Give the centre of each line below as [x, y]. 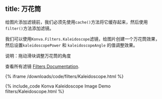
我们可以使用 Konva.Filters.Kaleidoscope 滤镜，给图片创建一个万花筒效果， [82, 38]
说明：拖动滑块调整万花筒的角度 [38, 55]
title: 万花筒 [23, 9]
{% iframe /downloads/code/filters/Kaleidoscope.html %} [64, 76]
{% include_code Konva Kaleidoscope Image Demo [58, 86]
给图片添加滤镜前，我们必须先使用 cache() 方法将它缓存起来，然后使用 [77, 22]
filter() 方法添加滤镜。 [29, 28]
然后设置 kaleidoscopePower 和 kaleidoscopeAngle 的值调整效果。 [71, 45]
